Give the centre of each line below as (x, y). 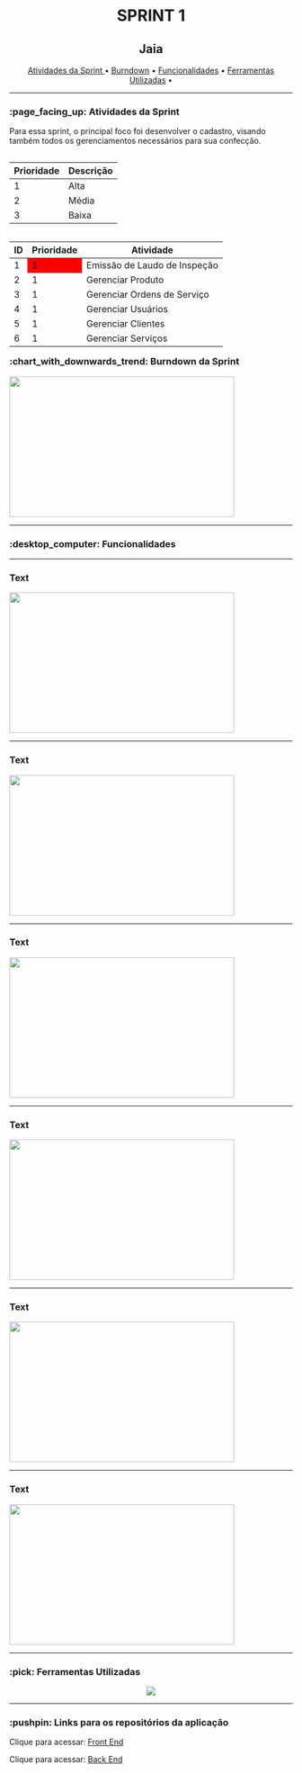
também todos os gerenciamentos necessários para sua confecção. (135, 141)
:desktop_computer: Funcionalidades (93, 543)
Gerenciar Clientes (126, 324)
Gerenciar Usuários (128, 309)
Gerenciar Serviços (127, 338)
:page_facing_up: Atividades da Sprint (94, 112)
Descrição (91, 171)
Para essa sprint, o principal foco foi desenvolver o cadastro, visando (138, 131)
